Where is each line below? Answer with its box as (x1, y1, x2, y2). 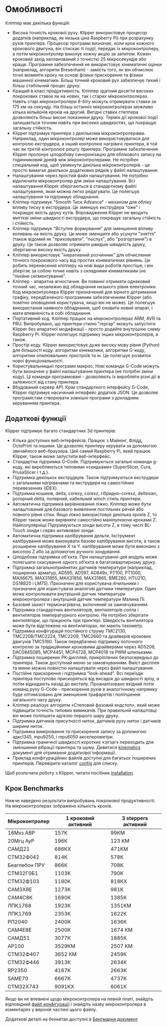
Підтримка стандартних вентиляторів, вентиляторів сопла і (12, 607, 139, 613)
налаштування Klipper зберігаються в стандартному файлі (12, 183, 137, 189)
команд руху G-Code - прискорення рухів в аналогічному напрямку (12, 686, 158, 692)
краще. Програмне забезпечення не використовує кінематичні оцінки (12, 61, 162, 67)
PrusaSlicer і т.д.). (12, 469, 50, 475)
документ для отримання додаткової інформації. (12, 750, 116, 756)
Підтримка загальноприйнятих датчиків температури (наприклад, (12, 564, 153, 570)
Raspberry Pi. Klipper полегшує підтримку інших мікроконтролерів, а (12, 331, 158, 337)
